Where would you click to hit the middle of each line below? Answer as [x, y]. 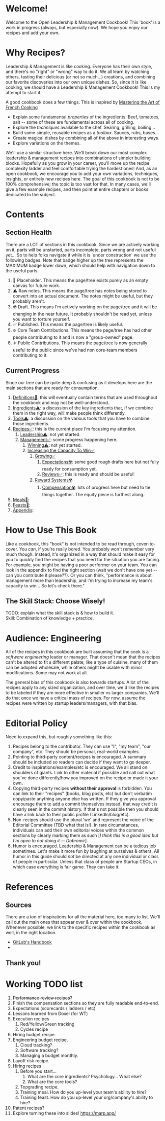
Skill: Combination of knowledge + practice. [50, 618]
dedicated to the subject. [31, 194]
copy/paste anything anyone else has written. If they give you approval [84, 799]
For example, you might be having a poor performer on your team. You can [81, 565]
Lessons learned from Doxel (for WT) [50, 1013]
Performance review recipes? [42, 998]
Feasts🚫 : [22, 505]
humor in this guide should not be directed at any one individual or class [86, 857]
